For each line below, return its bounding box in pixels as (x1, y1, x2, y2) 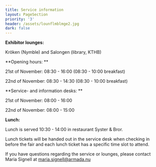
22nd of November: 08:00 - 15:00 (5, 107, 75, 113)
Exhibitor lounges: (5, 39, 44, 45)
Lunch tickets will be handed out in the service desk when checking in (5, 136, 150, 142)
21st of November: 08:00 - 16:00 (5, 98, 72, 104)
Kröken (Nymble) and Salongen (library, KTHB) (5, 49, 101, 55)
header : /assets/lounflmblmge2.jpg (5, 21, 79, 26)
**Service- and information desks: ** (5, 88, 83, 94)
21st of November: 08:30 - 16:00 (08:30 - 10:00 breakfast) (5, 68, 125, 75)
